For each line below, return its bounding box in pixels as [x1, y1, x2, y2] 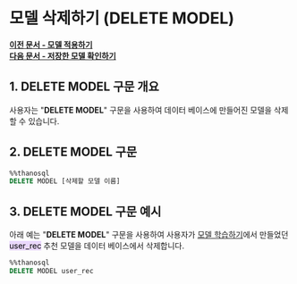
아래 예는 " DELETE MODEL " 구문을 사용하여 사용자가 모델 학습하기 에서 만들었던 [9, 230, 289, 240]
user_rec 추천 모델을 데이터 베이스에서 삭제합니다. [9, 240, 185, 251]
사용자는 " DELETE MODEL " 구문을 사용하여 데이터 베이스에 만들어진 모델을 [9, 104, 273, 115]
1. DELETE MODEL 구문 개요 [9, 79, 159, 95]
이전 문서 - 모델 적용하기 [9, 39, 93, 50]
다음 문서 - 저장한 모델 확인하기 [9, 50, 116, 61]
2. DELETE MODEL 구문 [9, 145, 138, 160]
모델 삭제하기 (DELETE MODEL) [9, 8, 235, 29]
